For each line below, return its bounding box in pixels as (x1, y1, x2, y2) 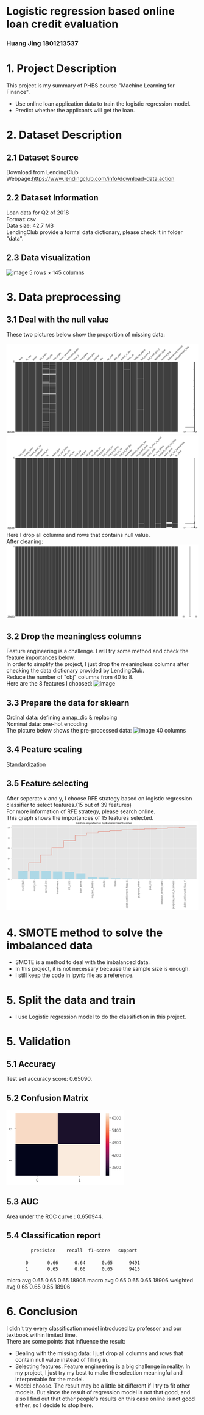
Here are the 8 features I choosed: (6, 680, 93, 687)
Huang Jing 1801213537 (6, 39, 79, 48)
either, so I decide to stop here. (15, 1401, 94, 1409)
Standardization (6, 761, 46, 768)
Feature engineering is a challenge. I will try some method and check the (6, 648, 189, 655)
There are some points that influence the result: (6, 1337, 126, 1345)
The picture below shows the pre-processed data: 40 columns (6, 726, 186, 734)
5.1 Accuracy (6, 1059, 56, 1069)
